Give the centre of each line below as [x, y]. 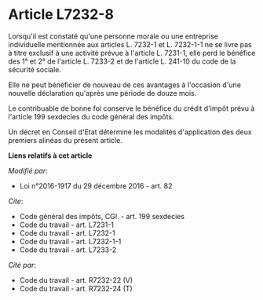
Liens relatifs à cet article [50, 155]
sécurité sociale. [35, 69]
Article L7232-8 [61, 15]
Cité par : [22, 265]
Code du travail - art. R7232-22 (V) [76, 280]
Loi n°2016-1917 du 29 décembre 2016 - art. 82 [96, 185]
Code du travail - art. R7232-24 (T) [76, 288]
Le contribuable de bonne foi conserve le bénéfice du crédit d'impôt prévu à [131, 108]
